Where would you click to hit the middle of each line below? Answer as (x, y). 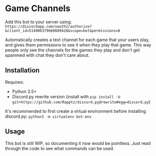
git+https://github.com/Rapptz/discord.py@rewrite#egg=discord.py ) (81, 102)
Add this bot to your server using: (39, 22)
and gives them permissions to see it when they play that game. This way (78, 45)
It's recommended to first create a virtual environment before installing (76, 111)
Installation (22, 70)
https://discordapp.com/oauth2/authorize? (48, 26)
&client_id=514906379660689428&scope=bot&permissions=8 (62, 31)
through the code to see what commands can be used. (60, 148)
